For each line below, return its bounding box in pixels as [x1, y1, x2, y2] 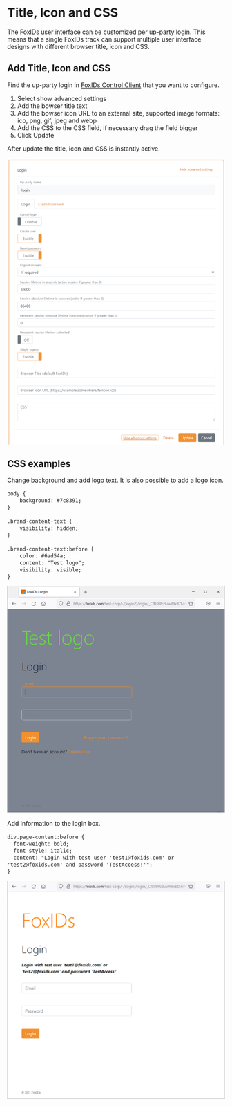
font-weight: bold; [13, 840, 70, 848]
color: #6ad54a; [19, 553, 67, 560]
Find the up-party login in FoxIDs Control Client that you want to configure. [7, 81, 220, 89]
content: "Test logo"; [19, 560, 85, 566]
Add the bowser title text [17, 102, 88, 110]
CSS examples [7, 458, 71, 470]
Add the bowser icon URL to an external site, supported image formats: [17, 109, 220, 117]
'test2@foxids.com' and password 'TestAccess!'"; [7, 861, 153, 869]
